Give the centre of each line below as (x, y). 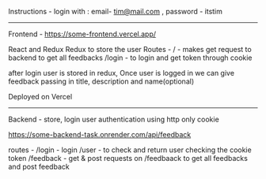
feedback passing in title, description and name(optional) (101, 81)
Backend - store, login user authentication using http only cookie (114, 119)
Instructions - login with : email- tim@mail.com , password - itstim (116, 11)
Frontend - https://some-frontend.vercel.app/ (82, 34)
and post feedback (39, 166)
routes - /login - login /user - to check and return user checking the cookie (130, 150)
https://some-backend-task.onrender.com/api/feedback (100, 134)
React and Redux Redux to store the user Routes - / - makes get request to (130, 49)
